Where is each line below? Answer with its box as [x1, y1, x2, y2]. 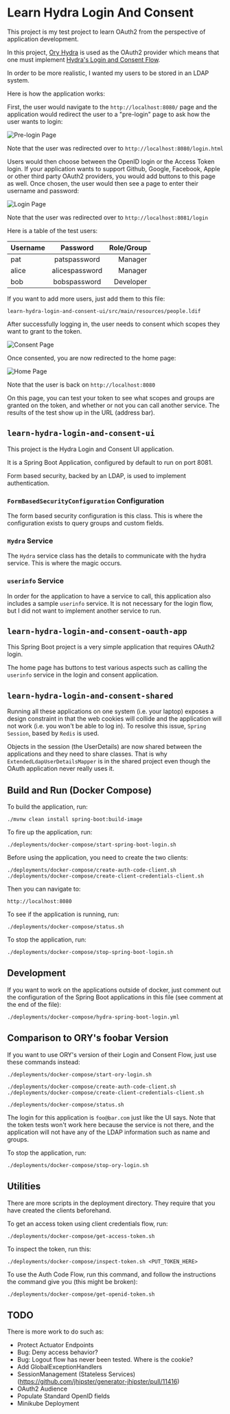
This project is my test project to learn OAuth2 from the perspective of [7, 28, 206, 36]
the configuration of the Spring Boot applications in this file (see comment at [7, 992, 223, 1001]
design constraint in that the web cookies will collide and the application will [7, 715, 222, 723]
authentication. [7, 479, 50, 487]
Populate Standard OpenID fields [16, 1392, 111, 1400]
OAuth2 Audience [16, 1384, 67, 1393]
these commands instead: [7, 1058, 80, 1066]
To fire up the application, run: [7, 828, 93, 836]
